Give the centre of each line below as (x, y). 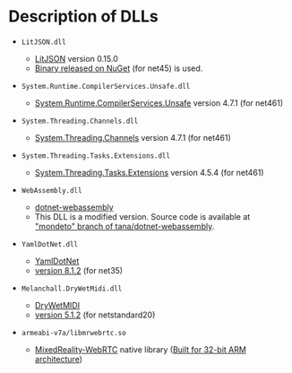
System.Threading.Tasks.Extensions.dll (96, 156)
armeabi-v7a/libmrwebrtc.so (73, 333)
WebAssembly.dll (52, 190)
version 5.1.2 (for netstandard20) (95, 315)
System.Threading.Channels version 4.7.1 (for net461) (133, 137)
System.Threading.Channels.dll (80, 121)
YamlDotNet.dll (50, 244)
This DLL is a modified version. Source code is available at (142, 216)
